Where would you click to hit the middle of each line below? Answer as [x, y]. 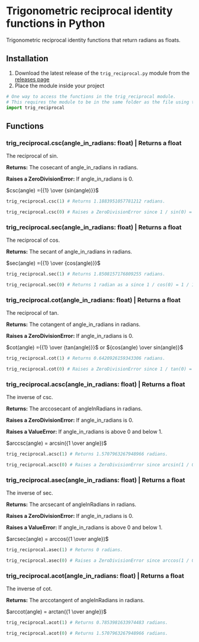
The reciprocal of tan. [33, 313]
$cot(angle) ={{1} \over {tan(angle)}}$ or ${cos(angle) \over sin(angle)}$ [95, 347]
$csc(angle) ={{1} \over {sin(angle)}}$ [52, 191]
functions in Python [56, 23]
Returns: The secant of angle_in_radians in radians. [69, 252]
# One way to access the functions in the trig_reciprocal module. [91, 96]
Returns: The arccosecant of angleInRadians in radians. [74, 409]
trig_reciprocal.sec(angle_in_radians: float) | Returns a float [94, 227]
